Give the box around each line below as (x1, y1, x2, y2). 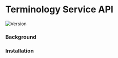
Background (5, 33, 37, 41)
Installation (5, 47, 34, 54)
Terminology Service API (5, 4, 114, 15)
